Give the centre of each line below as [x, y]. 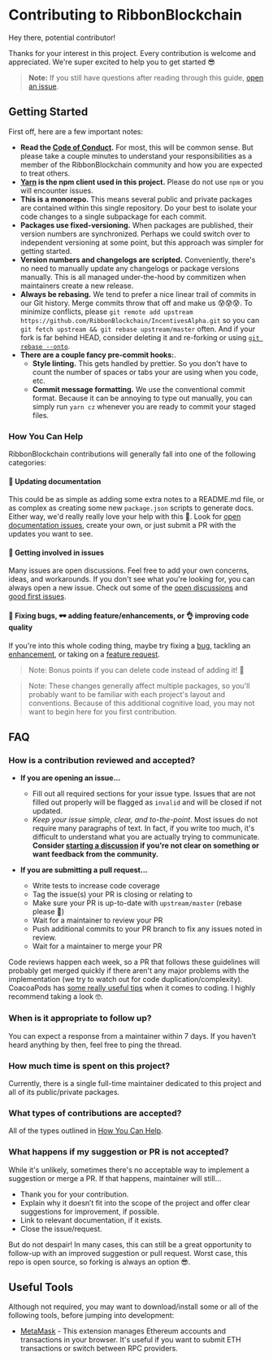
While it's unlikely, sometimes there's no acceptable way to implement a [129, 1170]
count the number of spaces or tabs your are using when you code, [145, 372]
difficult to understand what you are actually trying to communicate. [146, 837]
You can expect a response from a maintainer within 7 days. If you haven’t [132, 1036]
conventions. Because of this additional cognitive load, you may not [141, 703]
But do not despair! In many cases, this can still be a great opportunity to [130, 1244]
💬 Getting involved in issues [56, 552]
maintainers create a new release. [77, 286]
